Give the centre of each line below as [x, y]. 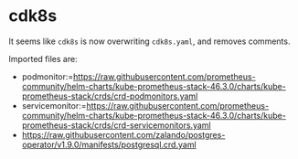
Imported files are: [43, 58]
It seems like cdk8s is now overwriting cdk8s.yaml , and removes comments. [149, 41]
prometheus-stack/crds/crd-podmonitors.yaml [110, 96]
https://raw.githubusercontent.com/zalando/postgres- [123, 134]
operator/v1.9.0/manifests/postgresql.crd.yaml [109, 144]
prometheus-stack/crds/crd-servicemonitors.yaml [116, 125]
